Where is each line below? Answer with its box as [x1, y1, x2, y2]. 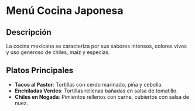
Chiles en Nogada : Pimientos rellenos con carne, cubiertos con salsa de [14, 93, 189, 100]
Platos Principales [6, 66, 74, 76]
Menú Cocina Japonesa [6, 4, 124, 17]
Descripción [6, 27, 52, 37]
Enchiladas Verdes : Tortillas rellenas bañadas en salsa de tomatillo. [14, 87, 178, 94]
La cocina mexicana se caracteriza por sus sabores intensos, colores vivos [6, 42, 187, 49]
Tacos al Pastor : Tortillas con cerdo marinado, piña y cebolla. [14, 81, 163, 88]
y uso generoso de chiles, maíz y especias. [6, 49, 110, 56]
